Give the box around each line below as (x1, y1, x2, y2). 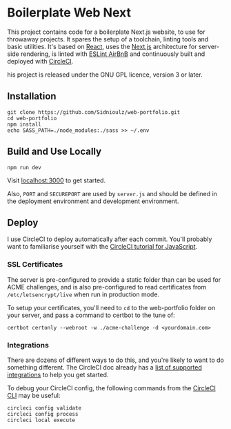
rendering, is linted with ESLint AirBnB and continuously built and (20, 50, 205, 58)
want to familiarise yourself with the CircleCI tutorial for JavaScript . (7, 242, 198, 251)
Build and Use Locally (7, 146, 102, 158)
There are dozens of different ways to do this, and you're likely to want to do (7, 356, 224, 364)
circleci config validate (7, 404, 81, 412)
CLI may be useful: (7, 391, 61, 399)
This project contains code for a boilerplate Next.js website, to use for (7, 28, 205, 36)
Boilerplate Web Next (7, 5, 131, 21)
